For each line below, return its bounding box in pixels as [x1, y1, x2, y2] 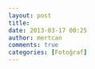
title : [8, 19, 30, 27]
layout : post [8, 11, 52, 20]
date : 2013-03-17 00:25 [8, 26, 88, 34]
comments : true [8, 41, 59, 49]
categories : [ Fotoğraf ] [8, 48, 88, 56]
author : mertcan [8, 33, 62, 42]
